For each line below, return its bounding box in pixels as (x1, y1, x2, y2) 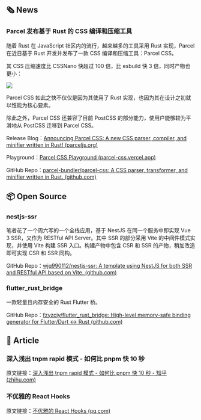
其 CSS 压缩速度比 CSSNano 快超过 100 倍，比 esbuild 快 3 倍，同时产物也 (6, 62, 191, 69)
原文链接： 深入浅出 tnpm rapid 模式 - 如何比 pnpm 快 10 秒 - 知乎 (6, 369, 167, 377)
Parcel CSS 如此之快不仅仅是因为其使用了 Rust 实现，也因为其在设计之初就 (6, 94, 191, 101)
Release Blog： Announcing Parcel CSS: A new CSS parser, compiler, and (6, 134, 187, 141)
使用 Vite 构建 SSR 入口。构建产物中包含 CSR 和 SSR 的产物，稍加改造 (22, 242, 196, 249)
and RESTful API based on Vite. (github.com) (6, 269, 117, 276)
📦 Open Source (6, 191, 67, 202)
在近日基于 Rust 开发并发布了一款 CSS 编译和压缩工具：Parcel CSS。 (6, 49, 177, 57)
